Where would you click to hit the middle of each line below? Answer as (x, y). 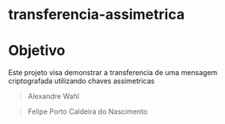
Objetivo (37, 51)
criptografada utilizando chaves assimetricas (82, 81)
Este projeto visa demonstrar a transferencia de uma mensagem (113, 73)
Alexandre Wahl (53, 96)
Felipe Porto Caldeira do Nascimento (88, 111)
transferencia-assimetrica (96, 15)
